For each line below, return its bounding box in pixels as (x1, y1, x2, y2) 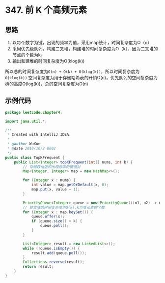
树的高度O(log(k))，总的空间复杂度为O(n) (5, 81, 88, 87)
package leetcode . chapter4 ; (5, 110, 63, 115)
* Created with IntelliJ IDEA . (7, 132, 71, 137)
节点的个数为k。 (12, 52, 45, 58)
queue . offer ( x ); (31, 214, 65, 219)
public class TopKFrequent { (5, 155, 65, 160)
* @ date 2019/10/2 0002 (7, 146, 56, 151)
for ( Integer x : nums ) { (23, 178, 76, 183)
